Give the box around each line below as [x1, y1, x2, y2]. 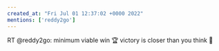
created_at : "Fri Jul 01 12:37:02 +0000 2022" [7, 10, 144, 17]
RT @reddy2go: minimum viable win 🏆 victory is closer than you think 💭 [7, 36, 213, 44]
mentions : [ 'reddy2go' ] [7, 17, 76, 23]
